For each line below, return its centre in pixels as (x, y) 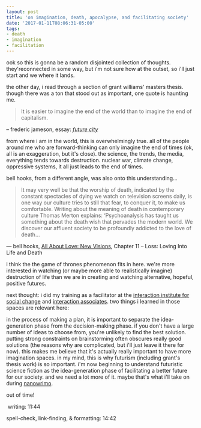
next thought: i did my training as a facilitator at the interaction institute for (98, 295)
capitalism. (34, 117)
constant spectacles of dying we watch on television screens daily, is (106, 196)
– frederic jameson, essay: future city (52, 129)
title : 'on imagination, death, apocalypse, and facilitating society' (97, 17)
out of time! (20, 395)
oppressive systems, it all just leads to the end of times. (75, 167)
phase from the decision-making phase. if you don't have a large (114, 326)
